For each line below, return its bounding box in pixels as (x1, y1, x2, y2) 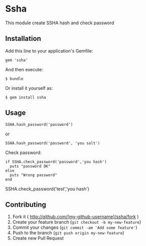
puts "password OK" (10, 164, 51, 169)
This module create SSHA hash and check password (5, 20, 114, 26)
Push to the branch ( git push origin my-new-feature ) (12, 230, 124, 236)
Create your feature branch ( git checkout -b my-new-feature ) (12, 219, 141, 225)
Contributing (5, 200, 46, 209)
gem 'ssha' (5, 58, 28, 63)
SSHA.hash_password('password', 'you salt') (5, 140, 100, 145)
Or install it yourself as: (5, 85, 53, 91)
